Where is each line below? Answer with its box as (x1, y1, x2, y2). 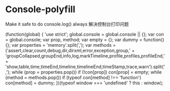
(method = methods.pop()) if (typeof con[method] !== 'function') (5, 74, 141, 80)
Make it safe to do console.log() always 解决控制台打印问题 (5, 21, 129, 27)
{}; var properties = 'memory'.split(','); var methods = (5, 42, 116, 48)
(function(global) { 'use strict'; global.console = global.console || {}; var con (5, 31, 164, 37)
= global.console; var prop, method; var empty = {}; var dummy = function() (5, 37, 164, 43)
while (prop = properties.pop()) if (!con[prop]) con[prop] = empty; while (12, 69, 162, 75)
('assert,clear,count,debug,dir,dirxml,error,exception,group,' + (5, 47, 135, 53)
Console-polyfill (5, 4, 75, 15)
